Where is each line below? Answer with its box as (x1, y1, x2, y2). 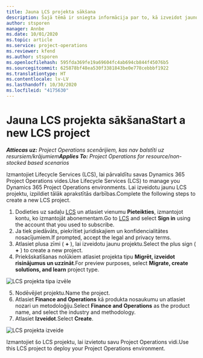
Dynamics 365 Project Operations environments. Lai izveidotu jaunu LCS (6, 184, 187, 191)
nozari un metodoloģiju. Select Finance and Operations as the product (14, 302, 190, 309)
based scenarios (27, 159, 69, 166)
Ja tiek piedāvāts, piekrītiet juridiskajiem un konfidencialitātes (14, 227, 169, 234)
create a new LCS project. (6, 196, 71, 203)
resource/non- (146, 152, 182, 160)
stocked (6, 159, 27, 166)
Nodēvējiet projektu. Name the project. (14, 289, 111, 296)
